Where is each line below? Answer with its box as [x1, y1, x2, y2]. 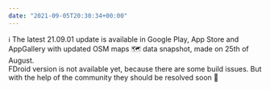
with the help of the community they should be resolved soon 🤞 [8, 72, 219, 82]
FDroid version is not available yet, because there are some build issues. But [8, 63, 262, 73]
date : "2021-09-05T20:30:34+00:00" [8, 11, 128, 20]
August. [8, 55, 35, 65]
